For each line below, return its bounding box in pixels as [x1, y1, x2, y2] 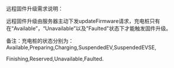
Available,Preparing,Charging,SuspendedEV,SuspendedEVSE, [6, 44, 157, 51]
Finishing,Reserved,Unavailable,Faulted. [6, 55, 104, 62]
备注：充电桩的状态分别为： [6, 38, 74, 44]
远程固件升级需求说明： [6, 5, 63, 12]
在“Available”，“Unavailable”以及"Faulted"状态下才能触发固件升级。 [6, 25, 172, 32]
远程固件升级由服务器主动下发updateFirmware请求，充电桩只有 [6, 18, 160, 25]
